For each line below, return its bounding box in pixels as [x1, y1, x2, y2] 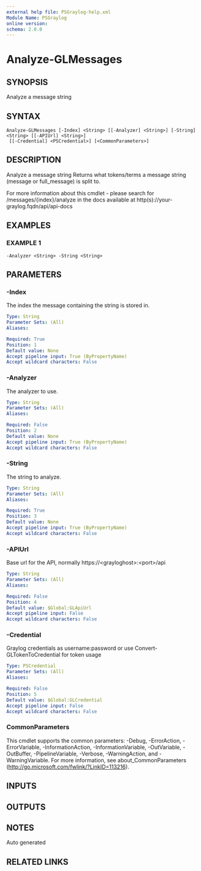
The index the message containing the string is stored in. [6, 302, 150, 309]
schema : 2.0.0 [6, 26, 43, 33]
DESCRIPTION [6, 155, 61, 165]
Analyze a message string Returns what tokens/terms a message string [6, 171, 186, 178]
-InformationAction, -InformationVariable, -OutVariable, [42, 743, 182, 751]
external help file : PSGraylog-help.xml [6, 9, 112, 15]
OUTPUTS [6, 802, 46, 812]
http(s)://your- [137, 196, 173, 203]
